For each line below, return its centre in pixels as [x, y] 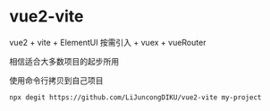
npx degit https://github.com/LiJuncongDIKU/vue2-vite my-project [135, 97]
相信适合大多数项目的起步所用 [64, 61]
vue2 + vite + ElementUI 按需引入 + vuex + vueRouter [108, 42]
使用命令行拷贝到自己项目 [56, 80]
